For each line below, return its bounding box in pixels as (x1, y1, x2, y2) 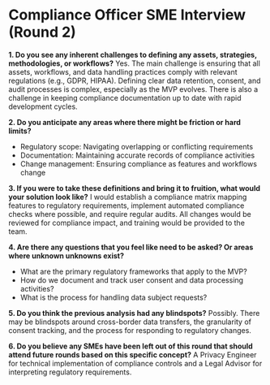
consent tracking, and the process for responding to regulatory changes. (8, 325, 251, 335)
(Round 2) (8, 23, 77, 41)
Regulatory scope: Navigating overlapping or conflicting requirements (19, 141, 254, 151)
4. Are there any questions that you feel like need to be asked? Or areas (8, 242, 254, 252)
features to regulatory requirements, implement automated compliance (8, 201, 245, 210)
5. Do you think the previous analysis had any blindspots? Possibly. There (8, 308, 260, 318)
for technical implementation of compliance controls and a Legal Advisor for (8, 358, 263, 368)
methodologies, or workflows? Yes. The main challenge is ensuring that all (8, 58, 261, 68)
